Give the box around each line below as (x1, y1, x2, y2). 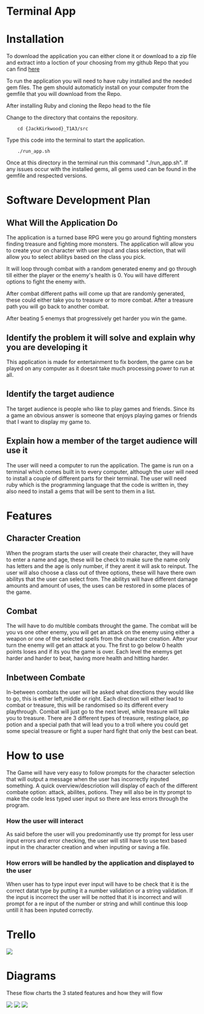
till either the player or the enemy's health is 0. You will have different (6, 272, 180, 279)
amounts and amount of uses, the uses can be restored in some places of (6, 582, 191, 589)
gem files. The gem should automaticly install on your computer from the (6, 84, 189, 91)
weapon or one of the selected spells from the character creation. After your (6, 635, 198, 643)
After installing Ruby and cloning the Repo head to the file (6, 102, 151, 109)
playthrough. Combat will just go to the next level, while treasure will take (6, 708, 190, 715)
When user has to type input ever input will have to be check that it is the (6, 880, 189, 888)
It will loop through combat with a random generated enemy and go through (6, 265, 197, 272)
